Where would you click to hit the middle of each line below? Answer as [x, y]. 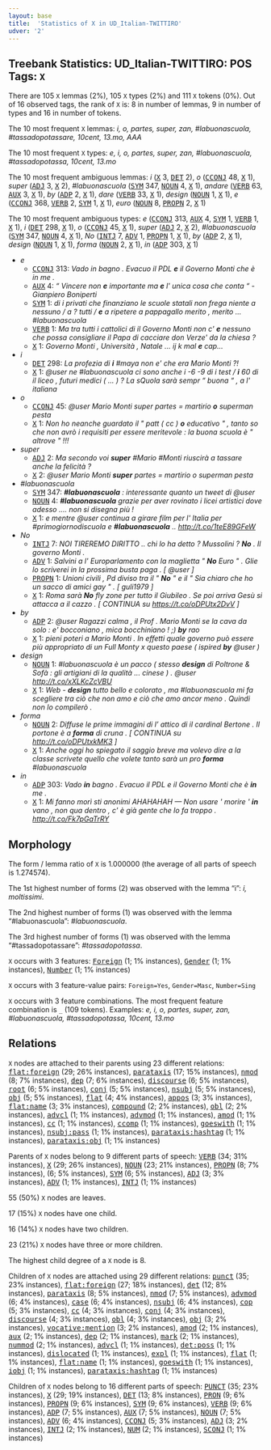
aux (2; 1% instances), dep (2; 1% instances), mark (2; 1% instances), [124, 1336]
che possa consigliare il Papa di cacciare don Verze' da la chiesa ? [144, 337]
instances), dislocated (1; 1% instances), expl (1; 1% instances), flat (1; [133, 1353]
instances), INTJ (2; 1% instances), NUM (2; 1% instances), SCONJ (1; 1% [127, 1429]
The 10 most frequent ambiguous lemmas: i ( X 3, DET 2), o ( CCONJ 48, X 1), [132, 177]
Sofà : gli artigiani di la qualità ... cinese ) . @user [114, 673]
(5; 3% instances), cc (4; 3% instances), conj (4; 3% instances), [117, 1310]
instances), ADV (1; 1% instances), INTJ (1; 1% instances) [103, 1181]
